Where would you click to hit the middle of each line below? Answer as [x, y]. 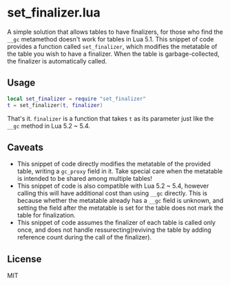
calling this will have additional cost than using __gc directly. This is [112, 193]
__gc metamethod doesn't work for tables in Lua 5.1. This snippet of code [111, 39]
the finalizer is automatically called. [57, 61]
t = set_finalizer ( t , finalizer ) [55, 105]
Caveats [25, 147]
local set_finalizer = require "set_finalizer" [77, 99]
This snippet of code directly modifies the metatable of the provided [114, 164]
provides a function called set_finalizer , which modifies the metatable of [112, 46]
